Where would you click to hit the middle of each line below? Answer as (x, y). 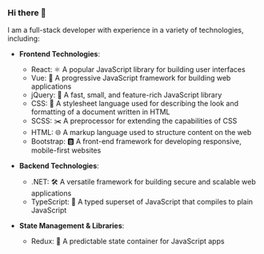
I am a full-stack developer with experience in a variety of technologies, (126, 30)
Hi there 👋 (27, 13)
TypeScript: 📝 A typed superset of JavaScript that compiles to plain (142, 202)
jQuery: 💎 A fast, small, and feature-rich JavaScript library (126, 95)
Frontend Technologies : (60, 54)
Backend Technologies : (59, 166)
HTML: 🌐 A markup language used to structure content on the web (141, 133)
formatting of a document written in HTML (100, 112)
